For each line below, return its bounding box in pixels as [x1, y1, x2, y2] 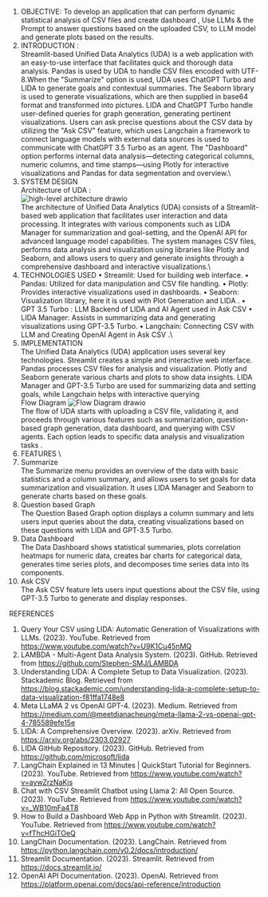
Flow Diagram [20, 398, 67, 407]
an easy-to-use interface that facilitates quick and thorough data [20, 58, 234, 67]
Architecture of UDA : [20, 186, 91, 194]
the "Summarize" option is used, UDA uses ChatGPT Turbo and [48, 75, 256, 84]
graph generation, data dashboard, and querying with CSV [43, 423, 236, 433]
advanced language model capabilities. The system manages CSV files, [20, 236, 256, 246]
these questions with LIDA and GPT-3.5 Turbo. [20, 526, 174, 535]
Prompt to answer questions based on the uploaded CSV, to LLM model [20, 24, 256, 33]
